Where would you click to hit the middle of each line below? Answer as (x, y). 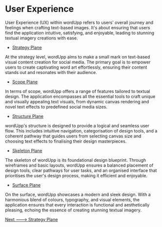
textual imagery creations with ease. (41, 38)
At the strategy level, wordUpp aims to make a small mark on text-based (78, 57)
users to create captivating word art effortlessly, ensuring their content (76, 67)
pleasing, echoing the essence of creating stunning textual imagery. (73, 210)
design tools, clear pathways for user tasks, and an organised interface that (81, 170)
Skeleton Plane (27, 151)
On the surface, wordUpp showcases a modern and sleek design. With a (78, 194)
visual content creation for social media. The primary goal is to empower (78, 62)
